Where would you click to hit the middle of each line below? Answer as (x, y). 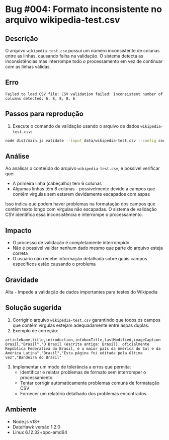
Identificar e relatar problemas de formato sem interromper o (83, 372)
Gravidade (22, 280)
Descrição (22, 39)
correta (20, 253)
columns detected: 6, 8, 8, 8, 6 (40, 98)
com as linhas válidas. (28, 67)
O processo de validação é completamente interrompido (71, 243)
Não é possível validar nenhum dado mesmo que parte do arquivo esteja (88, 248)
